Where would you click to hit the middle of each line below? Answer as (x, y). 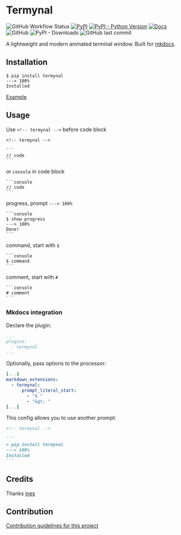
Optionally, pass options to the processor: (56, 364)
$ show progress (26, 219)
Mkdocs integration (34, 312)
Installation (27, 62)
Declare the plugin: (29, 325)
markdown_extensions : (32, 380)
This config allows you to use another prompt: (61, 418)
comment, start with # (32, 277)
